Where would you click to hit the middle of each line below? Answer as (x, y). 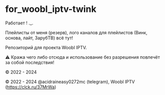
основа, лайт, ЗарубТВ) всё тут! (39, 38)
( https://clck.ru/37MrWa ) (31, 87)
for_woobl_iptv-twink (51, 9)
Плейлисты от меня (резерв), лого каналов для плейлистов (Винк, (76, 32)
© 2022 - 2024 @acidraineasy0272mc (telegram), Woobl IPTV (70, 82)
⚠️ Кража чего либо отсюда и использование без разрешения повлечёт (83, 57)
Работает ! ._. (19, 23)
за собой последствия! (30, 62)
